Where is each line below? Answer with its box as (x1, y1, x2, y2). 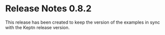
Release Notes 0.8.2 (5, 3, 92, 14)
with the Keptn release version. (5, 24, 70, 30)
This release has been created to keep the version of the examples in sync (5, 19, 160, 25)
